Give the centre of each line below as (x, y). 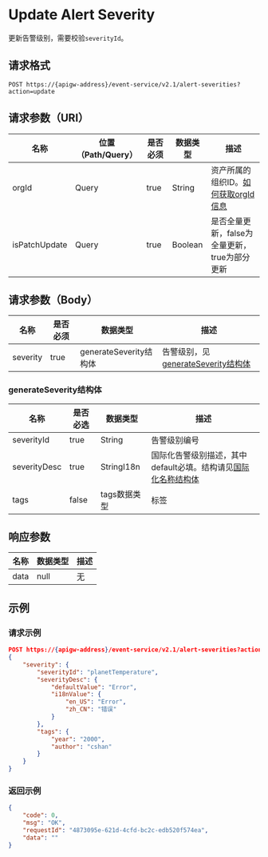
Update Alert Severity (82, 15)
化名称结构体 (175, 479)
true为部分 (231, 257)
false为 (240, 233)
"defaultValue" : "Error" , (94, 687)
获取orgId (237, 194)
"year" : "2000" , (78, 739)
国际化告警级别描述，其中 (199, 455)
